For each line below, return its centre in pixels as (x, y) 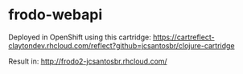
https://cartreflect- (183, 37)
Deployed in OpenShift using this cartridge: (80, 37)
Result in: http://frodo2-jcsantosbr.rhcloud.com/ (88, 61)
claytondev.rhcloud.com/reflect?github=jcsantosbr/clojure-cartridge (121, 45)
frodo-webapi (56, 15)
